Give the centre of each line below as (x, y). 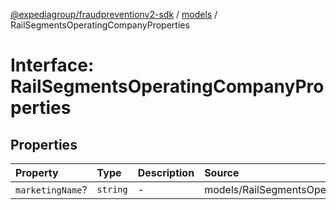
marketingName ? (51, 189)
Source (222, 172)
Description (166, 172)
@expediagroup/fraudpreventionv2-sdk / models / (114, 14)
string (112, 189)
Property (37, 172)
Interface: (52, 65)
